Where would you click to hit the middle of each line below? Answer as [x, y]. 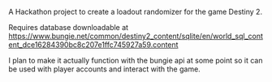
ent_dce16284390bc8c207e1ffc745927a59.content [93, 45]
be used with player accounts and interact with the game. [104, 69]
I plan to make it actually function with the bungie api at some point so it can [136, 60]
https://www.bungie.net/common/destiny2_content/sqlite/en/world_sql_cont [136, 36]
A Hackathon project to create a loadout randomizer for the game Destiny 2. [135, 12]
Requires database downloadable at [68, 27]
